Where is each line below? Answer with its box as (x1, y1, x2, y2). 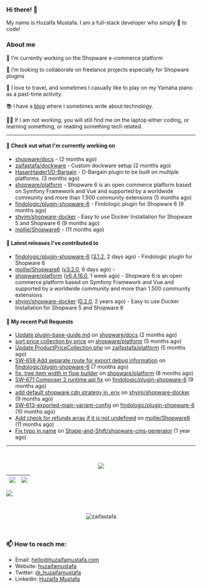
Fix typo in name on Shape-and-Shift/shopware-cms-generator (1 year (14, 427, 191, 435)
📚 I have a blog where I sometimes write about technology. (6, 102, 153, 110)
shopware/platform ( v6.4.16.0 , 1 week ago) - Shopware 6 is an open (14, 272, 182, 279)
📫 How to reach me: (6, 540, 67, 548)
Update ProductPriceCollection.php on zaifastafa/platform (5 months (14, 344, 186, 351)
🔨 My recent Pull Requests (6, 318, 73, 325)
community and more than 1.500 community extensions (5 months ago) (14, 194, 192, 201)
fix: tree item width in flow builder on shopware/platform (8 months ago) (14, 370, 194, 377)
